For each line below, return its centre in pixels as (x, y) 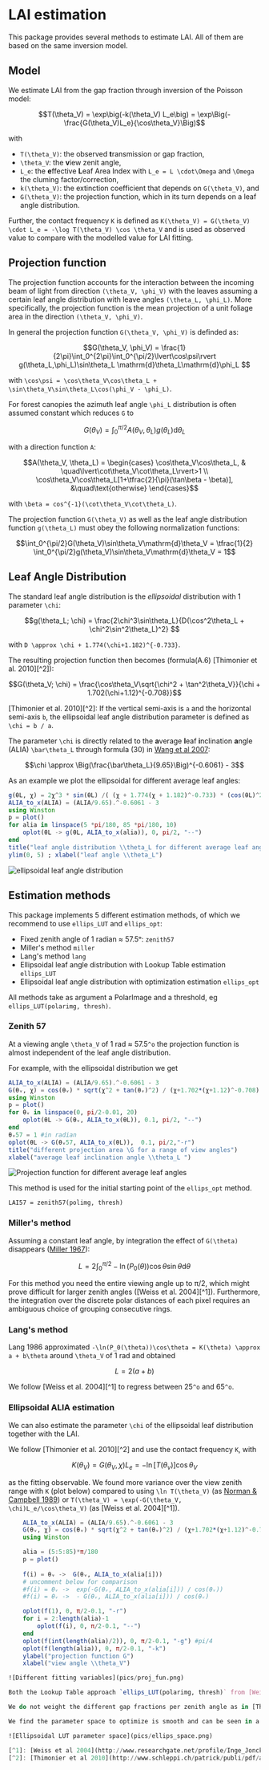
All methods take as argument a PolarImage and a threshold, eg (113, 997)
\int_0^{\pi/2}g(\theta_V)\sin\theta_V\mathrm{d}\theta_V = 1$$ (134, 552)
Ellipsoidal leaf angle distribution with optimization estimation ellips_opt (140, 982)
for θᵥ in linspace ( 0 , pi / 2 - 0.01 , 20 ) (73, 1113)
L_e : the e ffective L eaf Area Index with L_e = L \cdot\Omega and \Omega (137, 171)
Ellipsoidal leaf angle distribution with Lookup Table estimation (122, 964)
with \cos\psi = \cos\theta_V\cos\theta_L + (83, 380)
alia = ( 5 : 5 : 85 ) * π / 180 (60, 1552)
